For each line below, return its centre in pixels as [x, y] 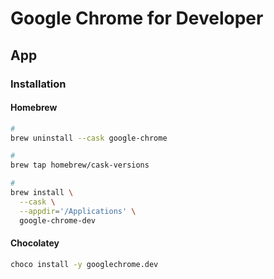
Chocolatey [35, 243]
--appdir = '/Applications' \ [78, 211]
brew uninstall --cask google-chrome [89, 138]
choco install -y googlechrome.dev [84, 264]
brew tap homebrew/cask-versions [80, 165]
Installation [38, 84]
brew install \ [42, 193]
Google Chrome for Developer [137, 18]
